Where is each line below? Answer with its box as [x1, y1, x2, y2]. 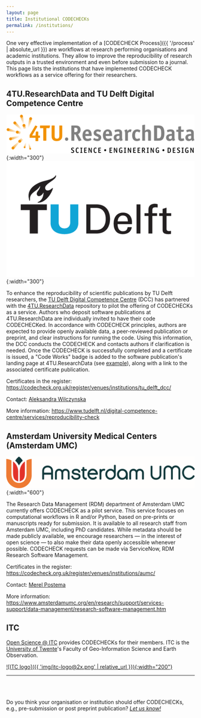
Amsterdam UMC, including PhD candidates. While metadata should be [6, 525, 182, 533]
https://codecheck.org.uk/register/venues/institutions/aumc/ [6, 569, 156, 576]
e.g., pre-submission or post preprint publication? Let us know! [6, 705, 162, 712]
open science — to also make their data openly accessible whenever [6, 539, 176, 546]
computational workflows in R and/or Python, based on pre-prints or [6, 513, 175, 520]
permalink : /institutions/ [6, 22, 74, 28]
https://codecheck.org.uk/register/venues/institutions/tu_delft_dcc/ [6, 384, 172, 391]
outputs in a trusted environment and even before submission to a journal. [6, 59, 188, 66]
